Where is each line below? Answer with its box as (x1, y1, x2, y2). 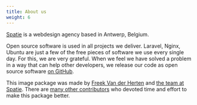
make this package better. (6, 92, 70, 99)
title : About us (6, 8, 47, 15)
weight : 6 (6, 14, 31, 20)
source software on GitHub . (6, 67, 75, 75)
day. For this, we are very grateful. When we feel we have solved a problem (6, 55, 192, 62)
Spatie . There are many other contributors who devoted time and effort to (6, 85, 187, 92)
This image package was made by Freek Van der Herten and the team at (6, 79, 184, 87)
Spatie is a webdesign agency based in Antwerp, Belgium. (6, 30, 149, 38)
